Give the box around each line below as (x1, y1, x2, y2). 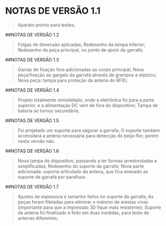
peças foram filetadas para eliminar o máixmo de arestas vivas (17, 199, 148, 205)
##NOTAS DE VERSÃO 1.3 (5, 56, 59, 63)
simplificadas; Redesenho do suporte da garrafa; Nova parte (17, 163, 144, 169)
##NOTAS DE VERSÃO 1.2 (5, 31, 59, 37)
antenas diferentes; (17, 215, 58, 221)
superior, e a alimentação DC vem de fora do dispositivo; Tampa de (17, 102, 158, 108)
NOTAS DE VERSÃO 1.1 (5, 5, 101, 17)
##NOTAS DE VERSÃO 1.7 (5, 183, 59, 190)
